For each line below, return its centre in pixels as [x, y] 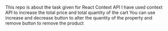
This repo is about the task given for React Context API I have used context [84, 7]
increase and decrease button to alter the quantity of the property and [79, 18]
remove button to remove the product [45, 23]
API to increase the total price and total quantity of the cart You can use [80, 12]
